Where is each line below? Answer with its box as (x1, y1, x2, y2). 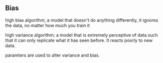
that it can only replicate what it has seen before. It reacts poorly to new (5, 37, 153, 43)
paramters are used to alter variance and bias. (5, 52, 100, 58)
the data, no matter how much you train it (5, 22, 90, 28)
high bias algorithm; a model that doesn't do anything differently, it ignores (5, 17, 159, 23)
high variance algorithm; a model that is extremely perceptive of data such (5, 32, 158, 38)
